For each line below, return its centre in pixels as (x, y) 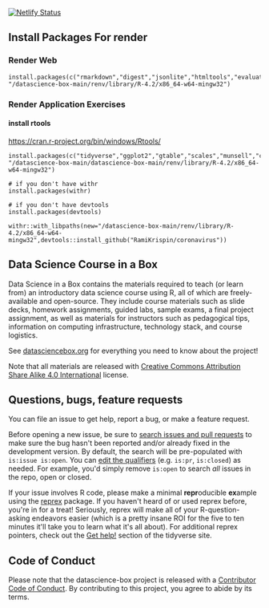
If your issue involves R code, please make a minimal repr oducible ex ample (133, 492)
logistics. (23, 335)
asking (19, 518)
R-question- (220, 510)
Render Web (33, 60)
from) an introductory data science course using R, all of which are (118, 292)
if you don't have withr (57, 184)
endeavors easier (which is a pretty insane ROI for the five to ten (138, 518)
